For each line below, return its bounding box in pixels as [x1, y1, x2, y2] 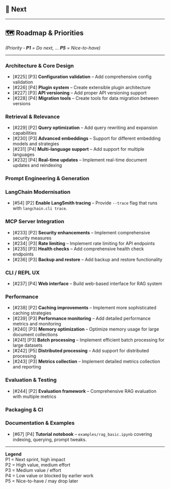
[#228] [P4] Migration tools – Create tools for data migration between [12, 95, 159, 101]
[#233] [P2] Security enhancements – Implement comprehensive [12, 229, 150, 235]
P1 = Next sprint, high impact [5, 456, 66, 462]
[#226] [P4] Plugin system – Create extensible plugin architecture [12, 84, 151, 90]
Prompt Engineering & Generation [5, 175, 90, 182]
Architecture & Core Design [5, 62, 74, 69]
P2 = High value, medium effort [5, 462, 71, 468]
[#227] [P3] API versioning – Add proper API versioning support [12, 90, 147, 96]
